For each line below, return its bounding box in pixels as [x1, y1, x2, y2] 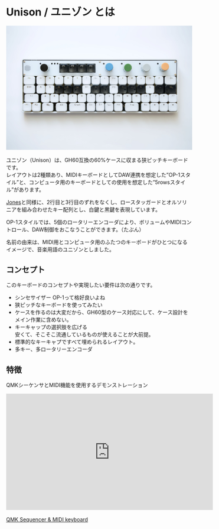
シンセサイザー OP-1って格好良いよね [14, 294, 105, 301]
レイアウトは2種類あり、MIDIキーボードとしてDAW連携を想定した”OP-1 [6, 171, 181, 178]
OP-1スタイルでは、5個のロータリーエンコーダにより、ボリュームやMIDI [6, 218, 182, 225]
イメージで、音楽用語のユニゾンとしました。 [6, 246, 115, 253]
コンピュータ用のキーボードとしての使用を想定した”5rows [28, 179, 170, 186]
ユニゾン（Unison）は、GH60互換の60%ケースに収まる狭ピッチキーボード [6, 156, 189, 163]
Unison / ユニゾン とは [6, 5, 115, 19]
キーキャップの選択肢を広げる [14, 323, 87, 331]
